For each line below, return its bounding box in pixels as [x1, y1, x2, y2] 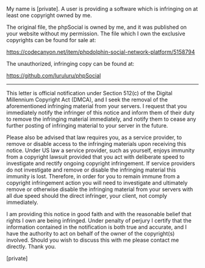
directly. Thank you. [6, 243, 56, 250]
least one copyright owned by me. [6, 12, 93, 19]
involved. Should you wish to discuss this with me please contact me [6, 236, 179, 244]
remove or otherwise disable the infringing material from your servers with [6, 186, 193, 193]
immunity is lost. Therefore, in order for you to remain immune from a [6, 173, 180, 179]
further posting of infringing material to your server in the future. [6, 122, 168, 129]
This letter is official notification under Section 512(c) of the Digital [6, 90, 173, 96]
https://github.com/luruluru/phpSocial [6, 72, 101, 79]
